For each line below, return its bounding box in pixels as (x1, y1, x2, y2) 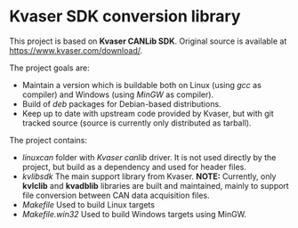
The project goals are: (9, 62, 91, 73)
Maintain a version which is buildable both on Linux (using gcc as (21, 79, 262, 90)
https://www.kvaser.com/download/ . (9, 45, 143, 55)
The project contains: (9, 134, 87, 145)
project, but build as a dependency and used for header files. (21, 161, 246, 172)
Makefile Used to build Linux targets (21, 199, 156, 210)
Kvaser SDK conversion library (9, 6, 241, 27)
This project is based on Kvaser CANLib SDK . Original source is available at (9, 36, 287, 46)
